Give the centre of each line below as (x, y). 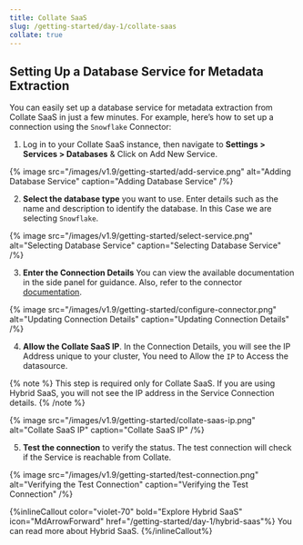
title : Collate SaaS (49, 18)
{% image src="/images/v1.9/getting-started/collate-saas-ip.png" (133, 421)
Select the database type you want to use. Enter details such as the (151, 199)
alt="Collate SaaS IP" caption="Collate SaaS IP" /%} (107, 430)
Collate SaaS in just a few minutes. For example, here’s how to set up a (142, 117)
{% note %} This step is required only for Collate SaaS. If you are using (142, 383)
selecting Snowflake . (61, 218)
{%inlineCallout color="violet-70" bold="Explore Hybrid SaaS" (126, 512)
